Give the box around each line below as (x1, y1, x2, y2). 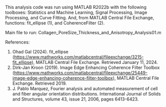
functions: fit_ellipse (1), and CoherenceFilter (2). (5, 20, 105, 26)
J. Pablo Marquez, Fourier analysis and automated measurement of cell (12, 86, 158, 91)
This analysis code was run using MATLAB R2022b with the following (5, 4, 147, 10)
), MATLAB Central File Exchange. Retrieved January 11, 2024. (31, 59, 158, 65)
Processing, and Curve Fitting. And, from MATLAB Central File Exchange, (5, 15, 155, 20)
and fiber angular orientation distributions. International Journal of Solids (12, 91, 161, 97)
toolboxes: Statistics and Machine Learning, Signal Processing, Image (5, 9, 148, 15)
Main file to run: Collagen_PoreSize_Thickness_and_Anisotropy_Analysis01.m (5, 30, 162, 35)
